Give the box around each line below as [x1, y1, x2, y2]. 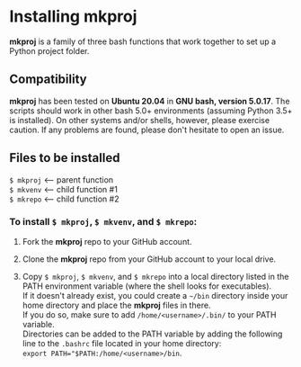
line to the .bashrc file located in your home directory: [22, 337, 222, 348]
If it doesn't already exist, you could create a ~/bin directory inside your [22, 290, 288, 300]
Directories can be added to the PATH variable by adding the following [22, 328, 283, 339]
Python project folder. [9, 45, 90, 56]
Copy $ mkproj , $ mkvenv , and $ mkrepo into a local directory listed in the [22, 271, 289, 282]
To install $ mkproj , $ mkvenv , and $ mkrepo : [9, 216, 198, 228]
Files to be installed [9, 150, 120, 166]
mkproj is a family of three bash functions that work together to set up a [9, 36, 277, 47]
